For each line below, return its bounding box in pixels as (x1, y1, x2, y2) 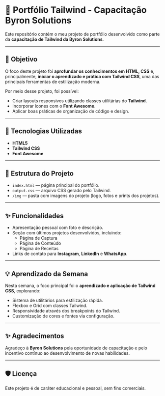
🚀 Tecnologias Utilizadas (5, 127, 82, 136)
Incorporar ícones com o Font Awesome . (12, 103, 96, 109)
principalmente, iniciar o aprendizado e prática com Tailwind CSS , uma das (5, 73, 160, 79)
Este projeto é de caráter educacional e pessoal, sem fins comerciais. (5, 385, 146, 391)
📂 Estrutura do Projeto (5, 169, 74, 177)
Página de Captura (19, 235, 57, 241)
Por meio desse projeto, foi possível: (5, 88, 79, 94)
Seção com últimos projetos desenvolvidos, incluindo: (12, 230, 122, 236)
